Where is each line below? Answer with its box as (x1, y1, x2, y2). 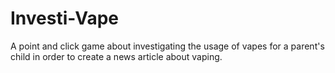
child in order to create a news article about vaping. (10, 50, 223, 62)
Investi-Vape (10, 7, 119, 30)
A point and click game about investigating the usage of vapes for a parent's (10, 40, 325, 52)
